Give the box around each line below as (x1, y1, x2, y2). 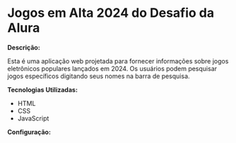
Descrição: (7, 43, 40, 51)
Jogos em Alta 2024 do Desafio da (7, 5, 215, 21)
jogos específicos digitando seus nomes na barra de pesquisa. (7, 72, 190, 80)
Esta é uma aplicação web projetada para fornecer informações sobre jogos (7, 56, 229, 65)
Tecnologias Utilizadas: (7, 85, 78, 94)
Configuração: (7, 128, 52, 136)
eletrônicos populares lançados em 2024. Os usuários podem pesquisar (7, 64, 218, 73)
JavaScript (17, 114, 49, 123)
